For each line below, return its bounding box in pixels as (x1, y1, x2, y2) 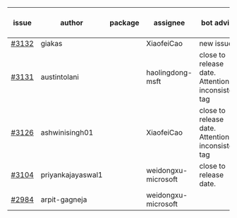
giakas (40, 39, 63, 48)
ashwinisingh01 (40, 128, 94, 137)
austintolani (40, 72, 79, 82)
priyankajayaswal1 (40, 170, 103, 179)
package (109, 18, 140, 28)
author (60, 18, 83, 28)
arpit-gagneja (40, 195, 87, 204)
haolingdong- (146, 68, 193, 77)
